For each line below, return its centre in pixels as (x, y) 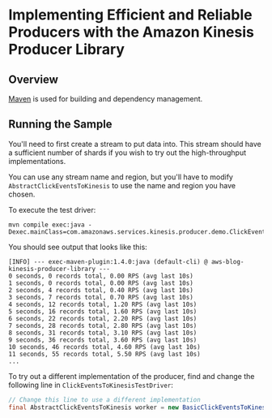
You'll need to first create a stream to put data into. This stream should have (135, 144)
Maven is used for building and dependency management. (106, 99)
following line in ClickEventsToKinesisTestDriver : (91, 385)
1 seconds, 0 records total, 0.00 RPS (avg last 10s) (101, 283)
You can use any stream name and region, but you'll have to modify (121, 177)
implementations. (37, 161)
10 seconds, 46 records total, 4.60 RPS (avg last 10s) (104, 347)
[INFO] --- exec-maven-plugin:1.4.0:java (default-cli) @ (108, 261)
